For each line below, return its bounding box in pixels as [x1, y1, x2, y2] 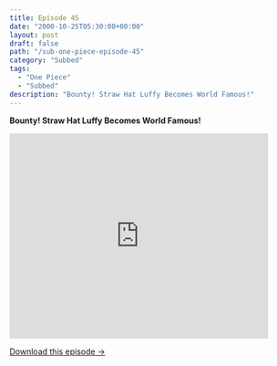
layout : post [9, 30, 59, 39]
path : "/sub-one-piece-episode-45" [9, 47, 145, 57]
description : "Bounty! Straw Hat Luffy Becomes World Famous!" [9, 89, 255, 99]
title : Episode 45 [9, 13, 79, 23]
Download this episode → [9, 346, 106, 357]
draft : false [9, 38, 59, 48]
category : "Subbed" [9, 56, 84, 65]
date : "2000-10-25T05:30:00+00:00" [9, 22, 145, 31]
